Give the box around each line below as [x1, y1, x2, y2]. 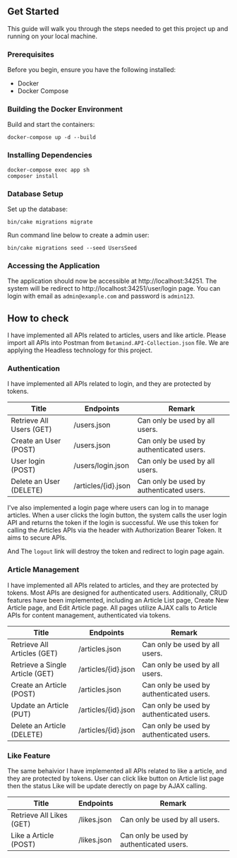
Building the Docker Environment [7, 104, 123, 114]
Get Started [7, 6, 59, 18]
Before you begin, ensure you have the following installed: [7, 66, 176, 74]
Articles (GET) [11, 648, 58, 658]
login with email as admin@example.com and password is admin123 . [7, 292, 195, 301]
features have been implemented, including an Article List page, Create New [7, 596, 229, 604]
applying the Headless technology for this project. [7, 346, 153, 355]
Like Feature [7, 751, 51, 761]
